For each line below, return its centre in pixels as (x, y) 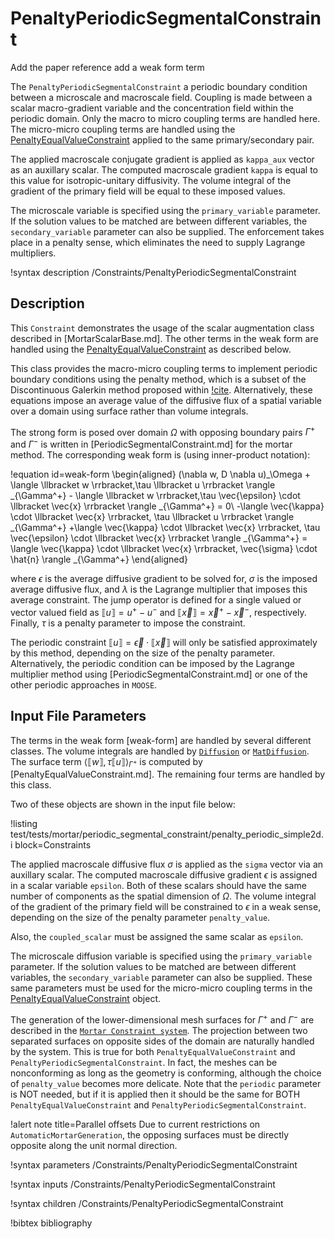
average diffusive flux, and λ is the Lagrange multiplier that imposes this (159, 589)
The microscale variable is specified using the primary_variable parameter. (165, 210)
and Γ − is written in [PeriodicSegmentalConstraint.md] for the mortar (151, 444)
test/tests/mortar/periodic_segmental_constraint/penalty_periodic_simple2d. (167, 834)
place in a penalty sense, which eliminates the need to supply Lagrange (158, 242)
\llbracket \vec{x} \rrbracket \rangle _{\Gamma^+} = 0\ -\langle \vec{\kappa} (167, 506)
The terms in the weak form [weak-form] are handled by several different (161, 740)
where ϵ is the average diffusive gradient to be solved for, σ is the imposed (164, 579)
